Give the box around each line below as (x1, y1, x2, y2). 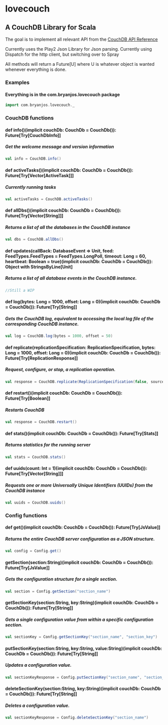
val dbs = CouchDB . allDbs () (5, 237, 64, 242)
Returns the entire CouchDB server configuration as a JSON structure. (5, 536, 155, 542)
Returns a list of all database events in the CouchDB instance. (5, 275, 137, 281)
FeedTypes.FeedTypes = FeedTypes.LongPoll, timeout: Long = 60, (5, 253, 146, 259)
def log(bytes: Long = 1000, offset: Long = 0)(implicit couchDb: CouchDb (5, 299, 161, 305)
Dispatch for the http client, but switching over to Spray (5, 51, 119, 57)
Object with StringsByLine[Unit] (5, 264, 73, 270)
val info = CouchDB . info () (5, 156, 61, 161)
